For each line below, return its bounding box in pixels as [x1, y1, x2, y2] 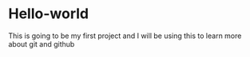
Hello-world [8, 5, 89, 23]
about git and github [8, 39, 75, 48]
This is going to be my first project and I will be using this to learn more [8, 31, 242, 40]
